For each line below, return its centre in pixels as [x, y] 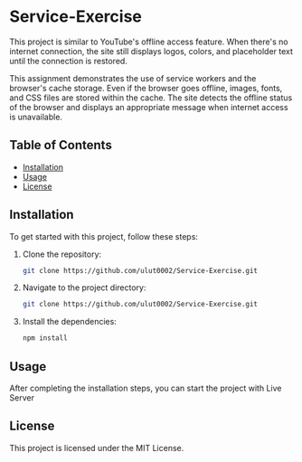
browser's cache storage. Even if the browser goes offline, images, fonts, [146, 88]
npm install [45, 338]
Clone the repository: [62, 254]
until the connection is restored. [69, 61]
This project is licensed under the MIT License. [97, 448]
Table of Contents [61, 145]
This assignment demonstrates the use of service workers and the [133, 78]
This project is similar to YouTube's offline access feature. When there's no [149, 42]
